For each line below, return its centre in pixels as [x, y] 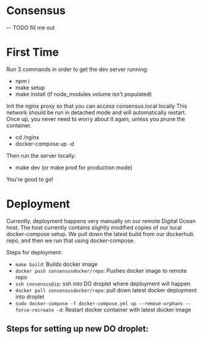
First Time [33, 52]
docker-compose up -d [45, 144]
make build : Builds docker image [56, 264]
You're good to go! [30, 179]
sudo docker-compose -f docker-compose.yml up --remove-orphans [99, 303]
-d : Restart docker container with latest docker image [124, 309]
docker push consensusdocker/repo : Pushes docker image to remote [101, 270]
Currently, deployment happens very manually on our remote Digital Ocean [101, 221]
